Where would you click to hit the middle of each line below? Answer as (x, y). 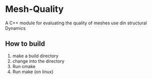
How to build (25, 44)
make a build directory (35, 56)
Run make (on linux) (33, 72)
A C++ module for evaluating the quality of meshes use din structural (76, 23)
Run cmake (24, 66)
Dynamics (15, 28)
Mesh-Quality (34, 9)
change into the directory (38, 61)
